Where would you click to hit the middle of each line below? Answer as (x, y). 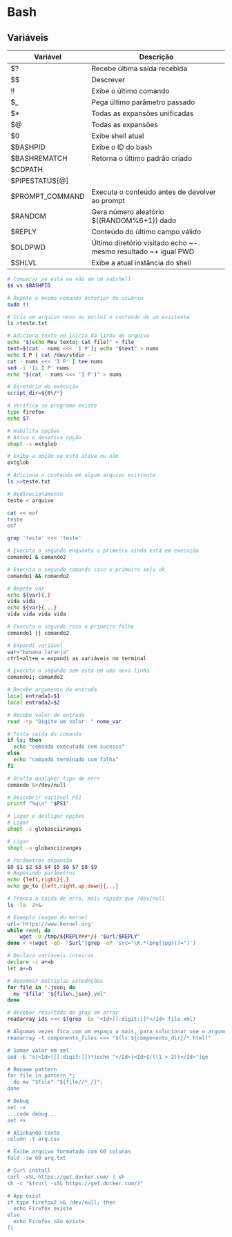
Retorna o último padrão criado (142, 158)
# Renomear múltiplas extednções (55, 981)
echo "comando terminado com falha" (66, 760)
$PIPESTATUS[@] (40, 181)
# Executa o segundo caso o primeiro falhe (71, 626)
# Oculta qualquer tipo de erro (54, 778)
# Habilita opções (33, 431)
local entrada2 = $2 (33, 702)
